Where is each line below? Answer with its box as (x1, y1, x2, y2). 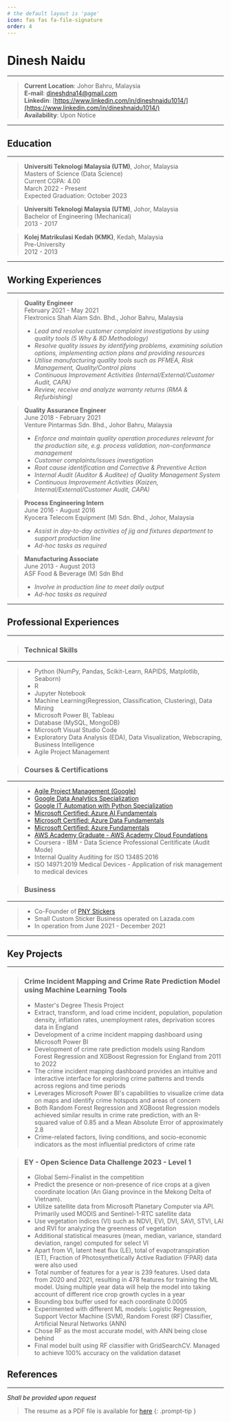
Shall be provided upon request (7, 1393, 96, 1401)
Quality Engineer (23, 298, 74, 307)
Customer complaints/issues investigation (34, 456, 153, 464)
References (7, 1369, 58, 1381)
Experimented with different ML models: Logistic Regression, (34, 1305, 208, 1313)
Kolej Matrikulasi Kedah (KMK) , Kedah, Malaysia (23, 233, 164, 241)
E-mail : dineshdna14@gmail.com (23, 89, 118, 97)
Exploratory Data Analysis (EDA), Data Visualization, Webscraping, (34, 733, 222, 742)
